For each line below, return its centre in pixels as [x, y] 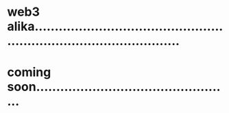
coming [29, 72]
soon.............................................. [114, 87]
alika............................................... [115, 26]
